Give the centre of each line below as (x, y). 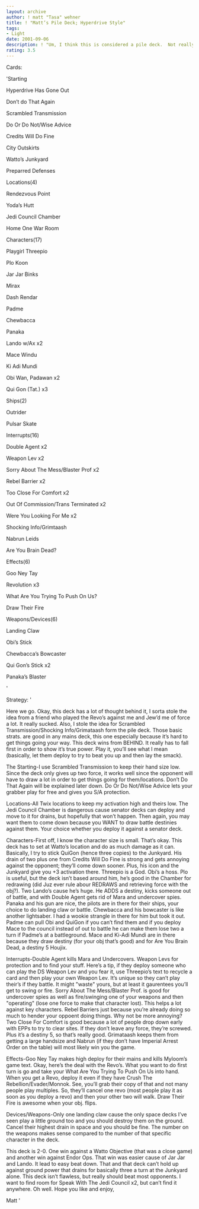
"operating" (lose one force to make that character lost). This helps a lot (94, 1003)
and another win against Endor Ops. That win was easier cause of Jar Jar (96, 1157)
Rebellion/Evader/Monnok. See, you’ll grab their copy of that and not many (97, 1084)
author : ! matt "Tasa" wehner (44, 17)
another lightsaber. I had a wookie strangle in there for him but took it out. (96, 916)
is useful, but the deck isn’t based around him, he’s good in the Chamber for (99, 878)
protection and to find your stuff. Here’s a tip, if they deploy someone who (96, 965)
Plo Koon (17, 262)
